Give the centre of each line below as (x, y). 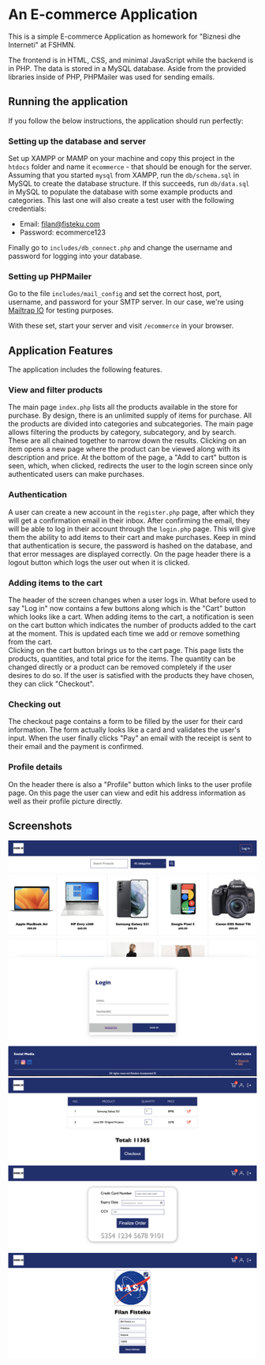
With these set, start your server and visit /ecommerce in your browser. (121, 326)
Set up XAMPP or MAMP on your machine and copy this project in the (121, 159)
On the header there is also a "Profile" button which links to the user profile (130, 784)
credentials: (27, 209)
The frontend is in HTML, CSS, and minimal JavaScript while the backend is (131, 60)
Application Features (61, 350)
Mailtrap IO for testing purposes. (61, 310)
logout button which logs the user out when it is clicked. (99, 562)
